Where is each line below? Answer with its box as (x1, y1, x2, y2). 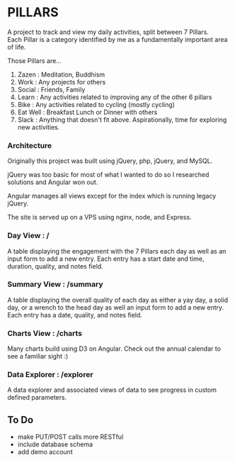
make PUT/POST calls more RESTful (17, 433, 124, 441)
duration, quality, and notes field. (7, 261, 104, 270)
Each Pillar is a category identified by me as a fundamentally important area (7, 35, 228, 43)
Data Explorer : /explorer (7, 370, 93, 380)
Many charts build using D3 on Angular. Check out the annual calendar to (7, 344, 222, 353)
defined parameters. (7, 393, 67, 402)
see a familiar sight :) (7, 352, 69, 361)
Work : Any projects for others (17, 77, 106, 86)
